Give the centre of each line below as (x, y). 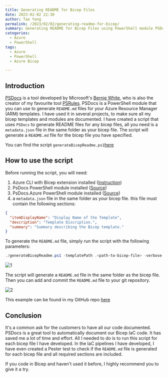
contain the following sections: (44, 204)
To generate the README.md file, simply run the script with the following (77, 241)
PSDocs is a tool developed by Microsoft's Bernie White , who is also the (79, 98)
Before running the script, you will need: (46, 172)
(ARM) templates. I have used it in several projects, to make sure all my (78, 114)
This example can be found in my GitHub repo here (58, 300)
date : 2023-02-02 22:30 (30, 15)
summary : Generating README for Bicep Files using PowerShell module (79, 29)
